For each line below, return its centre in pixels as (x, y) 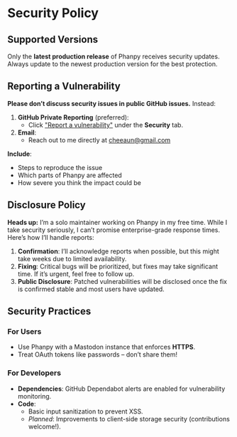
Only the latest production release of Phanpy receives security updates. (114, 56)
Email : (27, 132)
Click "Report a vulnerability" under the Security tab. (105, 125)
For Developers (34, 373)
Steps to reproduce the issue (60, 167)
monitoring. (34, 396)
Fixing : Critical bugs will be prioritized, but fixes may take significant (118, 266)
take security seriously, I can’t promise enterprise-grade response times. (114, 230)
